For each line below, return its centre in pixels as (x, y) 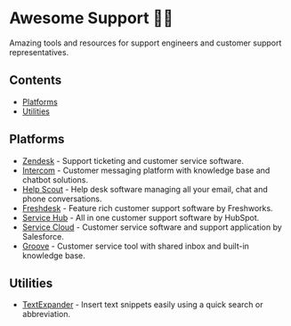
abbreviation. (46, 314)
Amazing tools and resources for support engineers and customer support (145, 43)
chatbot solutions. (55, 179)
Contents (36, 81)
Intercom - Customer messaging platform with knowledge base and (146, 170)
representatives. (39, 52)
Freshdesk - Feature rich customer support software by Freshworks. (147, 208)
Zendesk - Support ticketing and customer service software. (133, 160)
